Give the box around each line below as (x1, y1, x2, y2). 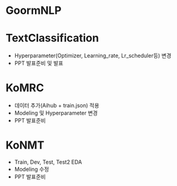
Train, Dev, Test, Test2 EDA (14, 158, 82, 165)
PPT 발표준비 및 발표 (14, 60, 64, 67)
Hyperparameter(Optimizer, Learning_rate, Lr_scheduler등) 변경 (14, 52, 172, 59)
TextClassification (5, 31, 99, 45)
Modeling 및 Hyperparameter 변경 (14, 109, 98, 117)
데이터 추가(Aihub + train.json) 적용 (14, 102, 100, 109)
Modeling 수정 (14, 165, 49, 173)
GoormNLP (5, 4, 61, 18)
